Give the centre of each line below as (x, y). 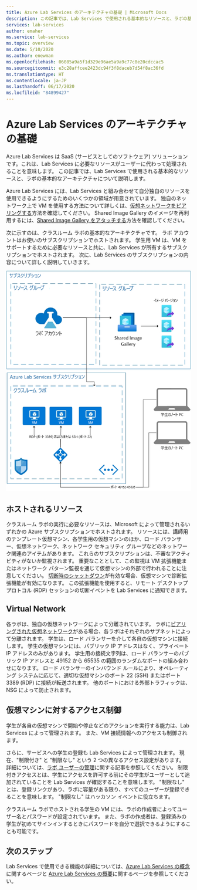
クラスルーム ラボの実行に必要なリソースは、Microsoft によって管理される (96, 524)
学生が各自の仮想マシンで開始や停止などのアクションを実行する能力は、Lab (98, 725)
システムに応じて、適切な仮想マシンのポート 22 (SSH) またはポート (99, 675)
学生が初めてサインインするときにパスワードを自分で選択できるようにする (96, 824)
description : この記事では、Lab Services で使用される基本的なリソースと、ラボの (97, 18)
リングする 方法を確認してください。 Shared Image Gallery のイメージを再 (95, 213)
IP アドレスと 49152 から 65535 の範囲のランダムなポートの (95, 661)
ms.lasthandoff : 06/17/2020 (40, 87)
